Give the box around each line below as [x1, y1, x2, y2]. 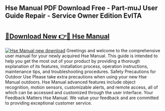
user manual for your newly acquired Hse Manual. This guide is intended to [5, 53, 158, 59]
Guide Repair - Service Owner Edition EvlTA [5, 12, 142, 20]
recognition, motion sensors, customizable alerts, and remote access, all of [5, 84, 158, 90]
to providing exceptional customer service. [5, 100, 92, 106]
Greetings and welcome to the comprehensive [66, 48, 161, 53]
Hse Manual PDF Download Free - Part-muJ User [5, 4, 158, 12]
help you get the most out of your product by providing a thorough [5, 58, 140, 64]
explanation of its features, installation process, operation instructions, [5, 64, 148, 69]
